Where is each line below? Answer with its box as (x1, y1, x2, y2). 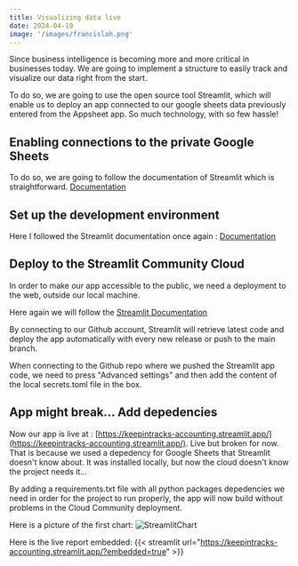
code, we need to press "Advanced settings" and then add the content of (9, 370, 278, 380)
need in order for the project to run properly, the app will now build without (9, 492, 283, 503)
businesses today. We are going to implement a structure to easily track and (9, 63, 288, 74)
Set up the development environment (9, 207, 220, 222)
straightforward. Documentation (9, 181, 126, 192)
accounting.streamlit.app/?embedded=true (9, 546, 167, 556)
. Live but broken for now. (185, 437, 279, 449)
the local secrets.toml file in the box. (9, 379, 142, 389)
